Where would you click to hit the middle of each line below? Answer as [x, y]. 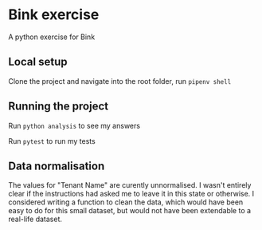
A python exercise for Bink [52, 37]
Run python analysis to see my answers [74, 125]
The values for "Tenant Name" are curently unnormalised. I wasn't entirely [130, 185]
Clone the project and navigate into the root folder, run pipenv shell [120, 81]
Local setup [38, 62]
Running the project [59, 107]
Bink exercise [54, 15]
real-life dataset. [35, 219]
